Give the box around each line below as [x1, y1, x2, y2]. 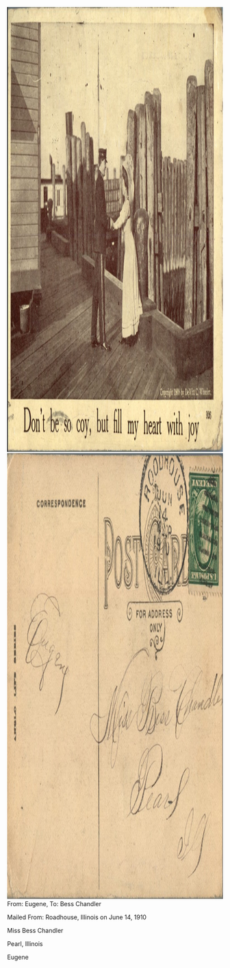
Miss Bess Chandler [7, 927, 64, 934]
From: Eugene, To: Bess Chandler [7, 900, 101, 908]
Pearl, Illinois [7, 940, 43, 947]
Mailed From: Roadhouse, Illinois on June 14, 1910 [7, 913, 147, 921]
